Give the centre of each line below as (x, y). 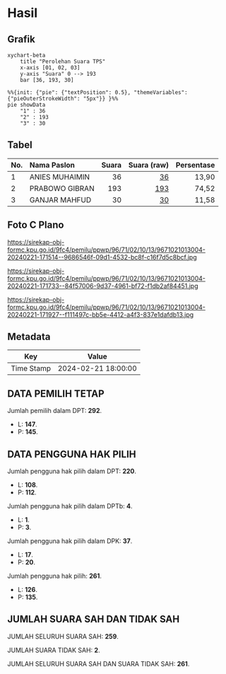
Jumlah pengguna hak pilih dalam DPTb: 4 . (70, 506)
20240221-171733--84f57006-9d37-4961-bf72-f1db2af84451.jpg (103, 286)
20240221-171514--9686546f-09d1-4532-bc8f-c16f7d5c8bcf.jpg (102, 257)
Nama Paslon (52, 165)
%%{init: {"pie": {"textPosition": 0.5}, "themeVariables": (98, 93)
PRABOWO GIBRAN (62, 188)
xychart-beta (26, 55)
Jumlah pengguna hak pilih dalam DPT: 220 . (72, 471)
